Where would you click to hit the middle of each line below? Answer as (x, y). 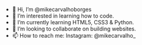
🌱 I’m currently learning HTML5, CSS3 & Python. (73, 22)
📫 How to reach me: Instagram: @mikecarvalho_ (74, 36)
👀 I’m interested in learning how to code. (63, 16)
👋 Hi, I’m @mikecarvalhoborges (52, 9)
